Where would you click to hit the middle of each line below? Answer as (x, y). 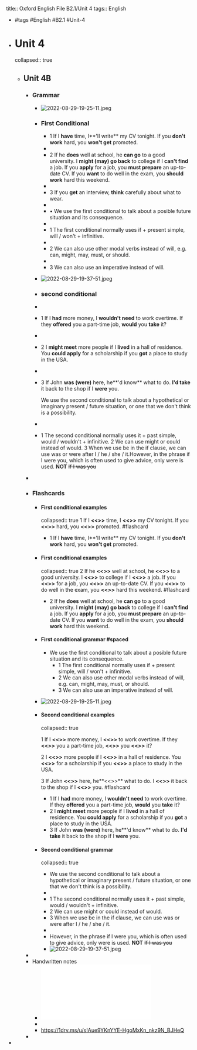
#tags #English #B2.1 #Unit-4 (50, 20)
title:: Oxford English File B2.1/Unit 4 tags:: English (66, 9)
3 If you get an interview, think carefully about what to (115, 192)
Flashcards (48, 494)
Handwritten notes (55, 962)
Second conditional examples (78, 715)
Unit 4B (37, 79)
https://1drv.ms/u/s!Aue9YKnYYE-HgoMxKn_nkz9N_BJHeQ (113, 1030)
